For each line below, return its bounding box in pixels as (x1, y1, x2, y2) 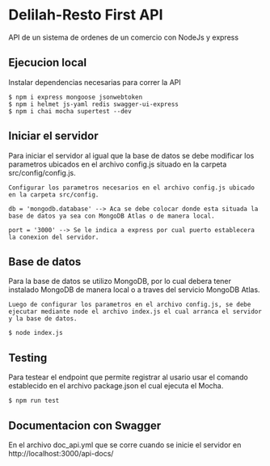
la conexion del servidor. (8, 233, 99, 241)
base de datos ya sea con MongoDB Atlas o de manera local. (8, 212, 216, 220)
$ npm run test (8, 396, 60, 405)
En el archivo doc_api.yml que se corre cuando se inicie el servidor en (8, 440, 242, 450)
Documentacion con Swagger (8, 418, 162, 432)
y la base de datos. (8, 315, 78, 323)
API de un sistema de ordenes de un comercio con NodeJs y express (8, 32, 239, 42)
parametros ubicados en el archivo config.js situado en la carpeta (8, 159, 227, 169)
